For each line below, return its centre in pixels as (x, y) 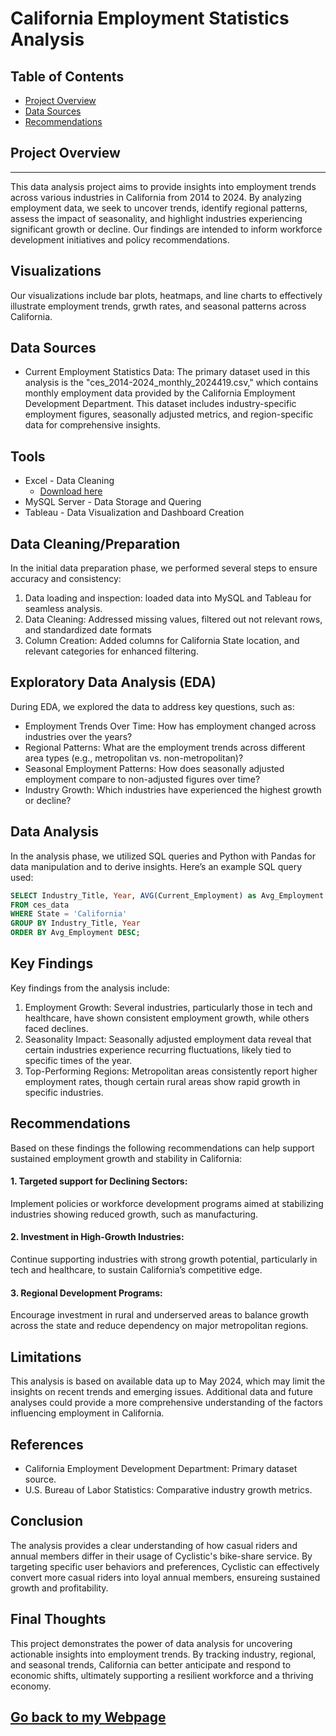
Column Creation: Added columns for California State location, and (162, 641)
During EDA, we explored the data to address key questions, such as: (152, 706)
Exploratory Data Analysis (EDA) (113, 682)
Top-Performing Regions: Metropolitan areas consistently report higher (171, 1071)
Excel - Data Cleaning (69, 481)
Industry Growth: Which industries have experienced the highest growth (173, 789)
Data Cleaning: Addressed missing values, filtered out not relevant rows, (173, 619)
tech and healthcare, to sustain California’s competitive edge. (136, 1270)
